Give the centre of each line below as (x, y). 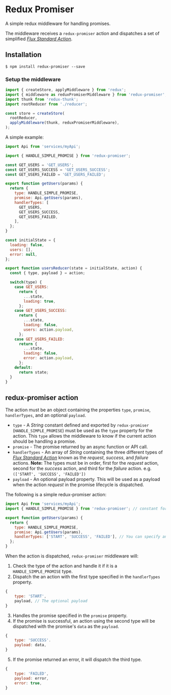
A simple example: (25, 137)
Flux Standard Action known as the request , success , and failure (80, 458)
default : (24, 367)
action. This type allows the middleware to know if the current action (84, 436)
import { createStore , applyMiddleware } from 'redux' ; (66, 90)
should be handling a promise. (44, 441)
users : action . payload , (49, 330)
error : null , (24, 254)
